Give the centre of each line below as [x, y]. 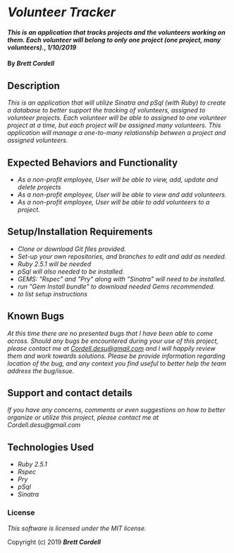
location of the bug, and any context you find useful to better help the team [117, 363]
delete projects [39, 187]
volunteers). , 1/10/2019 [42, 47]
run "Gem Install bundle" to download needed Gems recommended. [116, 286]
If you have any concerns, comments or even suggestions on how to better [116, 410]
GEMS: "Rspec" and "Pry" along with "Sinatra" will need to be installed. [122, 279]
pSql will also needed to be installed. [71, 271]
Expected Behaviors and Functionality [93, 162]
